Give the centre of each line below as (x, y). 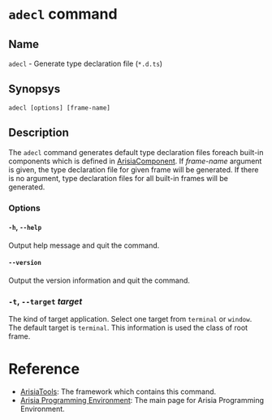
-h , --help (25, 227)
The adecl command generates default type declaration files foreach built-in (136, 152)
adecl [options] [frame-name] (60, 108)
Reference (44, 369)
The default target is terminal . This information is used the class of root (128, 328)
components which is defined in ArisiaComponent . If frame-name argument (135, 161)
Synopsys (35, 89)
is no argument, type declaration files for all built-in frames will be (119, 178)
